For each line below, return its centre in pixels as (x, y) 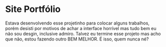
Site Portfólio (33, 9)
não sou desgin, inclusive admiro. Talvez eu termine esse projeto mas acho (83, 33)
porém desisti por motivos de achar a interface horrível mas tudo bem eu (81, 28)
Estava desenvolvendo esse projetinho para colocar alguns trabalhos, (77, 23)
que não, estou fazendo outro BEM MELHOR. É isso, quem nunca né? (77, 39)
